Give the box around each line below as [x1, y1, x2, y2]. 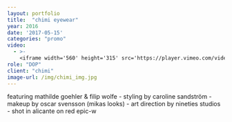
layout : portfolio [7, 10, 60, 17]
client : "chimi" [7, 67, 54, 74]
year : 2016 [7, 23, 39, 29]
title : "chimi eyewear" [7, 16, 79, 23]
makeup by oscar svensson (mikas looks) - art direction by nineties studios [7, 100, 221, 108]
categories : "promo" [7, 36, 67, 42]
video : [7, 42, 26, 49]
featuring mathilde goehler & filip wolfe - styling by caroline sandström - [7, 93, 212, 101]
